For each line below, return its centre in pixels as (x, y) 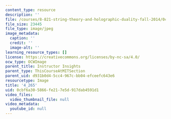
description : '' (22, 15)
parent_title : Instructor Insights (43, 66)
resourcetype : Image (27, 81)
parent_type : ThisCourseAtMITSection (45, 71)
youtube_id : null (28, 109)
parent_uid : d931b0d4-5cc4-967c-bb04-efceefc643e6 (60, 76)
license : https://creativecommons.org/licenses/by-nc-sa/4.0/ (73, 57)
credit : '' (21, 43)
